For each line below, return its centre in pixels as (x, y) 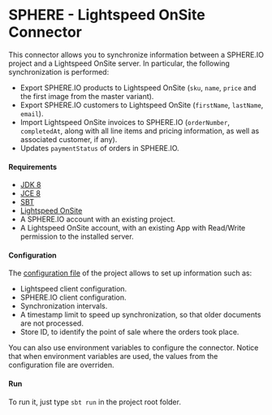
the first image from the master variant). (87, 96)
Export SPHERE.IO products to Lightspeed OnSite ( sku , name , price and (138, 88)
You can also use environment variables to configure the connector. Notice (134, 348)
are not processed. (52, 323)
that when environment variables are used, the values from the (113, 357)
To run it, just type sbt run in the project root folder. (95, 402)
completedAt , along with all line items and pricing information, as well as (140, 131)
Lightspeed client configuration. (73, 289)
